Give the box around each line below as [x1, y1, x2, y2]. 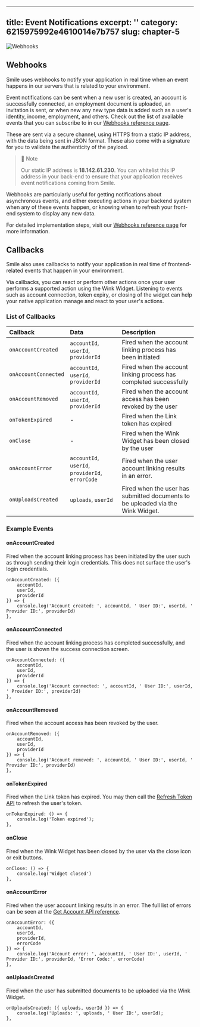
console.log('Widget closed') [17, 871, 92, 877]
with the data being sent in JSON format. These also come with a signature [6, 137, 190, 144]
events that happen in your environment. [24, 267, 124, 275]
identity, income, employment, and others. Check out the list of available [6, 113, 183, 120]
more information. [6, 227, 50, 235]
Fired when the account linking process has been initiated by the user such [6, 553, 190, 560]
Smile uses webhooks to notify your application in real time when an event [6, 76, 189, 83]
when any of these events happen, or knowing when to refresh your [6, 203, 173, 211]
